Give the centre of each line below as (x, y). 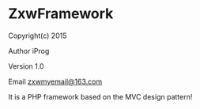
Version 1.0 (26, 66)
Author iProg (29, 51)
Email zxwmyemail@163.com (55, 81)
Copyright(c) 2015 (38, 36)
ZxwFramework (61, 14)
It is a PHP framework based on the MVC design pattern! (100, 96)
